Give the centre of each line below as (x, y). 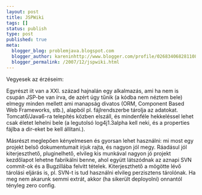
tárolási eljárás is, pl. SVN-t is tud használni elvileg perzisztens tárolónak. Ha (101, 172)
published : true (26, 40)
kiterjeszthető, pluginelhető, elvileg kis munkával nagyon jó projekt (89, 153)
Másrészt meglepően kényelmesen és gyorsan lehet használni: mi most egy (100, 140)
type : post (20, 34)
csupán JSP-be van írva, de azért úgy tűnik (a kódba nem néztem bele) (94, 97)
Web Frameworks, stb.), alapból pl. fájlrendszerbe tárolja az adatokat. (92, 110)
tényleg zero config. (31, 185)
